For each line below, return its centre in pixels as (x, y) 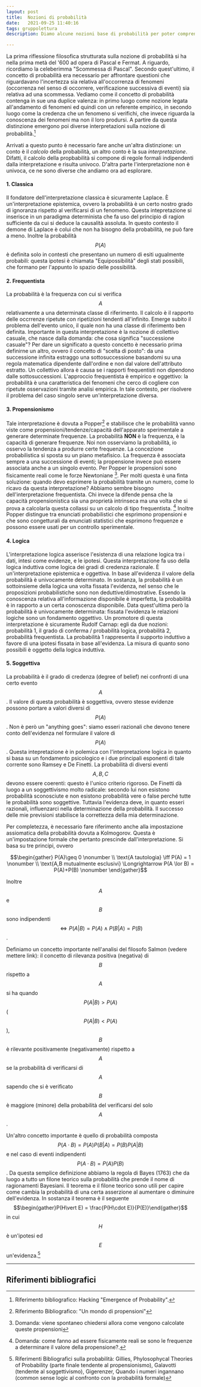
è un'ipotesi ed (25, 1236)
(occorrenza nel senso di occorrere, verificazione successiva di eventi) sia (98, 88)
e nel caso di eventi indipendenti (46, 1154)
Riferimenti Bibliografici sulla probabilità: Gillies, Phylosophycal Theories (104, 1359)
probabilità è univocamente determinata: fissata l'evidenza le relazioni (92, 612)
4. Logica (18, 541)
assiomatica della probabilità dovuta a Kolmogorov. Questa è (81, 833)
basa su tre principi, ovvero (40, 845)
